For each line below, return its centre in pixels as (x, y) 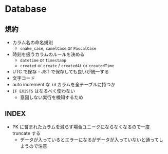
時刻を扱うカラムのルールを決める (48, 54)
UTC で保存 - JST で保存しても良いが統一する (61, 72)
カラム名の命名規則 (33, 42)
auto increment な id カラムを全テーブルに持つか (64, 84)
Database (26, 9)
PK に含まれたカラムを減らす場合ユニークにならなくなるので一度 (81, 127)
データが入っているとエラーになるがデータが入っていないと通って (89, 140)
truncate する (26, 133)
